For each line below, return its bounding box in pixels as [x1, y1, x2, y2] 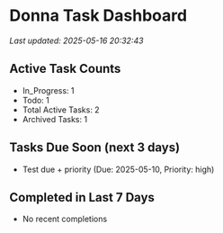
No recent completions [22, 213, 108, 225]
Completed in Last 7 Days [9, 190, 156, 205]
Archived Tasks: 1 [22, 113, 88, 124]
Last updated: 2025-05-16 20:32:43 [9, 35, 144, 46]
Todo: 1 [22, 94, 49, 105]
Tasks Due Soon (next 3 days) [9, 140, 181, 156]
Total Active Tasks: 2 [22, 104, 101, 115]
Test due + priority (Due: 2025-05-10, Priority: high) [22, 164, 215, 175]
